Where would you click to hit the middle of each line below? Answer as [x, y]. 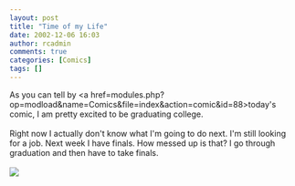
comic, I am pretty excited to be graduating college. [106, 114]
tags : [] [26, 69]
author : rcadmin [40, 43]
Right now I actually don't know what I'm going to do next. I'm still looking [148, 133]
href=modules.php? [127, 94]
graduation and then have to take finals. [84, 152]
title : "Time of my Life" [58, 26]
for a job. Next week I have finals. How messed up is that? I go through [142, 143]
